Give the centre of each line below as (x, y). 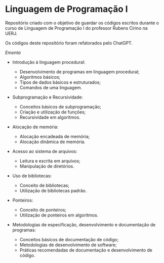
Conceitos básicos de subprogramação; (60, 106)
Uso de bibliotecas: (32, 176)
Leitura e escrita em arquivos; (50, 161)
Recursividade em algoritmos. (50, 117)
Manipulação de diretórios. (47, 166)
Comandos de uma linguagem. (51, 87)
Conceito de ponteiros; (43, 210)
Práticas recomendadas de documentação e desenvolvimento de (86, 250)
